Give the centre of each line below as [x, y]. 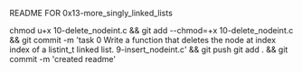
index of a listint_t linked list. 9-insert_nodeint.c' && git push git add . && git [149, 49]
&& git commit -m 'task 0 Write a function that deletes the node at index [143, 40]
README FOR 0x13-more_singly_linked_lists [91, 13]
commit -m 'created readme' [62, 59]
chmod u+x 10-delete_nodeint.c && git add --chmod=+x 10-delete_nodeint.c [151, 30]
